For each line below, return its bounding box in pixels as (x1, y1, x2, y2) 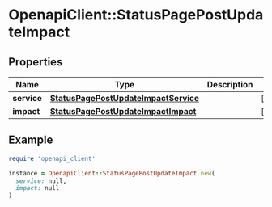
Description (206, 79, 253, 90)
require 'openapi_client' (8, 154, 96, 163)
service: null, (15, 176, 67, 185)
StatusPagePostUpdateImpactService (49, 93, 200, 103)
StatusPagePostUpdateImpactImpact (49, 106, 197, 116)
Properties (8, 55, 63, 69)
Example (8, 133, 53, 147)
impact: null (15, 184, 60, 192)
